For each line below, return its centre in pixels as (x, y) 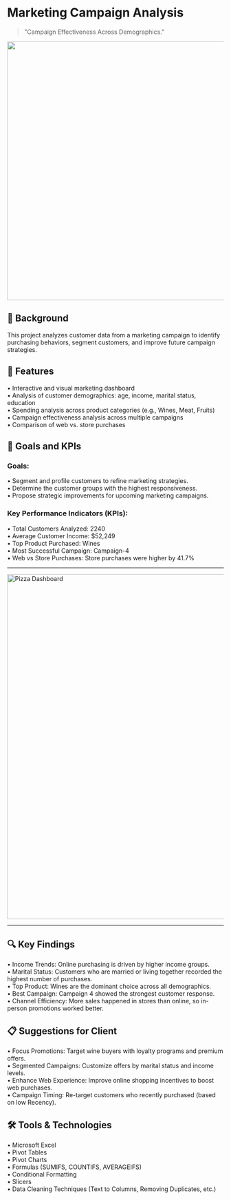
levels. (16, 1073)
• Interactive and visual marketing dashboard (71, 388)
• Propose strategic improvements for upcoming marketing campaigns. (108, 495)
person (17, 1008)
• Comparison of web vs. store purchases (66, 424)
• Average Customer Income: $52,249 (61, 535)
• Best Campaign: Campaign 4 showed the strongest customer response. (111, 994)
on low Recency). (32, 1103)
